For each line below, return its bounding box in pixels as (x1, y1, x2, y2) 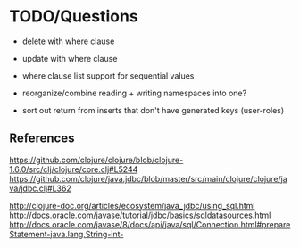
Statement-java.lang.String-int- (9, 228, 124, 239)
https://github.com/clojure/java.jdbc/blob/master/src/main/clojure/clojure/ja (9, 173, 287, 184)
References (9, 131, 75, 146)
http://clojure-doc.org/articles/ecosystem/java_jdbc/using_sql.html (9, 200, 255, 211)
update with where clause (21, 53, 118, 63)
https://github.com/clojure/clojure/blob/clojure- (9, 154, 184, 165)
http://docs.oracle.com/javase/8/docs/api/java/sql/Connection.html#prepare (9, 219, 291, 229)
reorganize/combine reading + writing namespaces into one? (21, 87, 247, 98)
